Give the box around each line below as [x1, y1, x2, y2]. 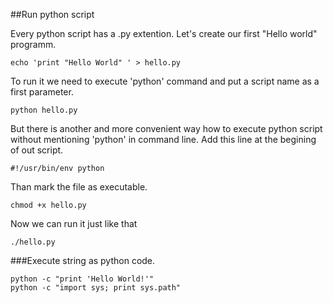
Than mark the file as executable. [10, 181, 148, 193]
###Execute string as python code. [10, 255, 156, 266]
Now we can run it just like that [10, 218, 138, 229]
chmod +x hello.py [10, 200, 87, 210]
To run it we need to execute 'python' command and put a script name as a [10, 75, 320, 87]
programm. [10, 39, 57, 50]
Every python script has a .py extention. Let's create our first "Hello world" [10, 28, 318, 39]
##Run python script [10, 9, 95, 20]
